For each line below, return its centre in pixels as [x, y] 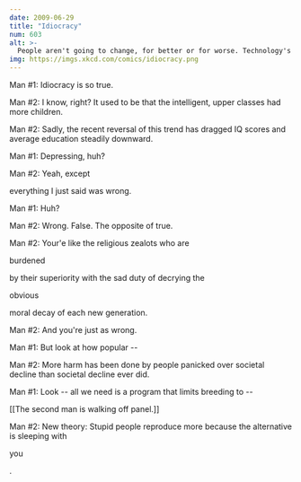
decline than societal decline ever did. [80, 374]
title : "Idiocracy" [46, 26]
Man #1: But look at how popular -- [74, 347]
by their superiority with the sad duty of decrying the [107, 278]
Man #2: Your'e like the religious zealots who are [100, 243]
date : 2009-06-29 [42, 18]
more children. [36, 112]
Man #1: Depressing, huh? [58, 156]
